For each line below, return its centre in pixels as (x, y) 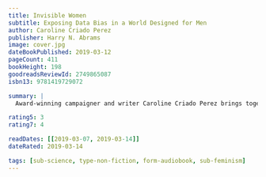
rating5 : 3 (26, 118)
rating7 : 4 (26, 125)
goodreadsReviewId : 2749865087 (60, 74)
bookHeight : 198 (35, 67)
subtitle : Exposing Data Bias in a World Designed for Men (108, 23)
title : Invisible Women (47, 15)
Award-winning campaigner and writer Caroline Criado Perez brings (129, 104)
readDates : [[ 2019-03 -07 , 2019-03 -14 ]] (74, 139)
